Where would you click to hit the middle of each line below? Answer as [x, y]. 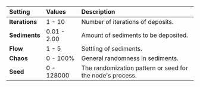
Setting [20, 12]
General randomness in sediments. [130, 58]
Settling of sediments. [112, 49]
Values [56, 12]
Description [98, 12]
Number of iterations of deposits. [127, 22]
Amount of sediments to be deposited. [135, 35]
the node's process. [109, 75]
